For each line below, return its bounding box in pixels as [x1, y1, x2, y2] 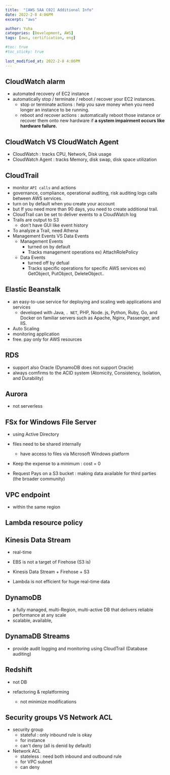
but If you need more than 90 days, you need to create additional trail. [12, 206, 158, 212]
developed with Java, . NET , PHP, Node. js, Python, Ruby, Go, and [20, 309, 158, 315]
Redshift [5, 666, 33, 674]
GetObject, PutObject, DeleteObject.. [27, 270, 105, 276]
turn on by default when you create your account [12, 200, 115, 206]
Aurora [5, 390, 28, 398]
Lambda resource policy [5, 519, 83, 527]
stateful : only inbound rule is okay [20, 732, 92, 738]
